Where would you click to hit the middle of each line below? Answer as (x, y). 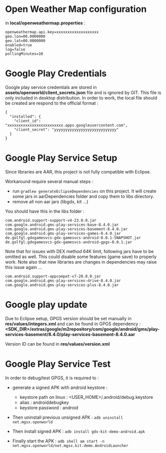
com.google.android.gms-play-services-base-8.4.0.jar (62, 225)
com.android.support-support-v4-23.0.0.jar (51, 220)
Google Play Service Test (58, 364)
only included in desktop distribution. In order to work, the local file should (81, 97)
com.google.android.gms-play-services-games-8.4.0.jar (63, 233)
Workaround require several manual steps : (49, 181)
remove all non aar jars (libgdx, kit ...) (50, 201)
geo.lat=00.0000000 (25, 41)
